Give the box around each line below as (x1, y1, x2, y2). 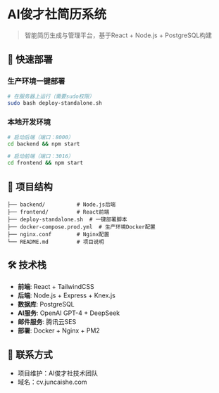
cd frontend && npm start (7, 160, 83, 167)
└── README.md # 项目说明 (7, 238, 104, 245)
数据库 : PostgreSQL (17, 299, 75, 308)
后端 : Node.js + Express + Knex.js (17, 291, 116, 299)
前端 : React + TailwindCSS (17, 282, 94, 290)
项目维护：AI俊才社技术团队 (17, 368, 99, 377)
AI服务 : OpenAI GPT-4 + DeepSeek (17, 309, 120, 317)
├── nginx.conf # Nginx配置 (7, 231, 110, 238)
